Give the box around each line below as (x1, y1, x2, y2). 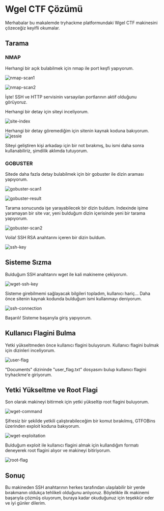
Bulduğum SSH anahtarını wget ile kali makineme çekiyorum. (5, 271, 128, 277)
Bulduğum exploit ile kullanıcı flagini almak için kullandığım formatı (5, 442, 139, 448)
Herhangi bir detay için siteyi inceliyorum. (5, 108, 89, 114)
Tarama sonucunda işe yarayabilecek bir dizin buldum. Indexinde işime (5, 205, 148, 211)
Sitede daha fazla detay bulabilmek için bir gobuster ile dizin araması (5, 171, 144, 177)
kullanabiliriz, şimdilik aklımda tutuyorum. (5, 148, 88, 154)
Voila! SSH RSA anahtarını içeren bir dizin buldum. (5, 234, 106, 240)
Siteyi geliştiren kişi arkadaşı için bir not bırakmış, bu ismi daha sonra (5, 142, 144, 148)
